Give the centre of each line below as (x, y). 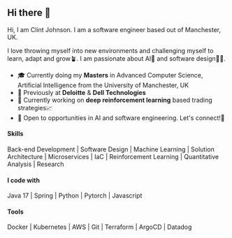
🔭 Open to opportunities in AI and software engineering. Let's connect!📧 (121, 118)
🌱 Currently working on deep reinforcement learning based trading (115, 100)
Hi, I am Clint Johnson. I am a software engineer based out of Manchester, (114, 29)
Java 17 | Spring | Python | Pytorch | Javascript (75, 195)
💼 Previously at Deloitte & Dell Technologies (82, 92)
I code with (24, 180)
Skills (15, 134)
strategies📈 (35, 107)
